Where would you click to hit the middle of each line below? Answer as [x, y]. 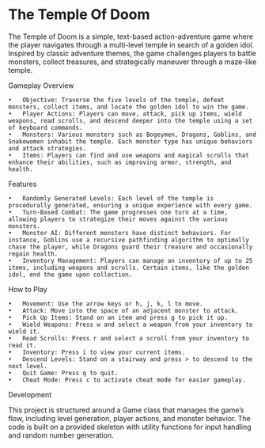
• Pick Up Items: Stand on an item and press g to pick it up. [118, 317]
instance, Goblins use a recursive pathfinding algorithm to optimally [129, 240]
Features [23, 184]
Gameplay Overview [41, 85]
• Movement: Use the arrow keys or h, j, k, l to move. [106, 304]
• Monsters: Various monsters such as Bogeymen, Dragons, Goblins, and [132, 135]
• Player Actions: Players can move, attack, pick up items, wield [125, 114]
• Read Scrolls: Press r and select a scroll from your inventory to [129, 338]
